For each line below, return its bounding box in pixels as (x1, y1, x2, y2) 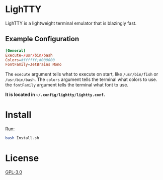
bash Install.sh (5, 136, 39, 141)
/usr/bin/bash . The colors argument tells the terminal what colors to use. (5, 76, 157, 82)
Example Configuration (5, 35, 79, 43)
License (5, 152, 39, 164)
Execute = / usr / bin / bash (5, 53, 53, 58)
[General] (5, 48, 26, 53)
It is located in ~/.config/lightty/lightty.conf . (5, 92, 106, 98)
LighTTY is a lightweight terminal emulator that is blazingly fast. (5, 20, 137, 26)
